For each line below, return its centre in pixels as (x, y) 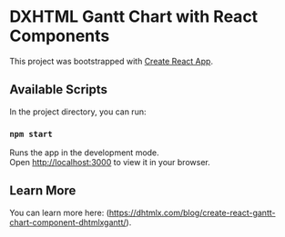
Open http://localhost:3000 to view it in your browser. (110, 163)
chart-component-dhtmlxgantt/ (68, 222)
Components (60, 36)
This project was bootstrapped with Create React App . (112, 61)
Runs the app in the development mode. (84, 153)
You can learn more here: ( (60, 212)
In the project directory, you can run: (78, 112)
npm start (31, 134)
